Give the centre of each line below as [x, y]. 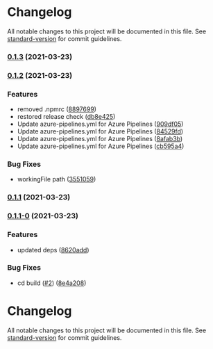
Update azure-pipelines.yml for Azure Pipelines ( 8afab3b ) [100, 139]
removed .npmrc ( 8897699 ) [57, 109]
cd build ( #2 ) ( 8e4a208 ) [52, 283]
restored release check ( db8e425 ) [66, 117]
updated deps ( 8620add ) [53, 250]
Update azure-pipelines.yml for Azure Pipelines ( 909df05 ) [100, 124]
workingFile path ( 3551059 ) [57, 179]
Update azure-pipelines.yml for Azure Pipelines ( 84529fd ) [100, 131]
